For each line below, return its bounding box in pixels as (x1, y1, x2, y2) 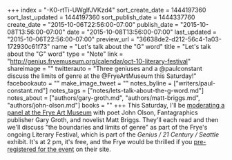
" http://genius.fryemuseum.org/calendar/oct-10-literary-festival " (7, 57, 191, 65)
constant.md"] (7, 86, 48, 94)
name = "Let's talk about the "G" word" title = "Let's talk (51, 43, 211, 50)
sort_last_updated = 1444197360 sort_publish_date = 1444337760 (7, 13, 195, 21)
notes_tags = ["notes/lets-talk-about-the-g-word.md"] (49, 86, 204, 94)
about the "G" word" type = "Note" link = (7, 50, 124, 58)
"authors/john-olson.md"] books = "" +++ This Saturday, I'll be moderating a (7, 101, 225, 109)
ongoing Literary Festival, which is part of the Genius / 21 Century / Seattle (7, 130, 220, 139)
